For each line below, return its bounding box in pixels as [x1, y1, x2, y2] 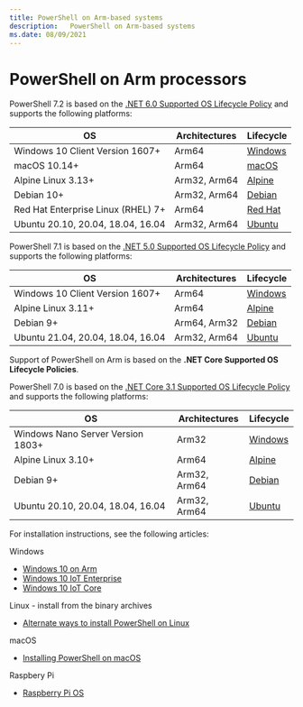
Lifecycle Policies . [9, 364, 79, 375]
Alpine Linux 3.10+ [14, 454, 95, 466]
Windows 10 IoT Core [22, 583, 102, 593]
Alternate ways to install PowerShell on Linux [22, 618, 190, 629]
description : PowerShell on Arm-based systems [9, 22, 196, 31]
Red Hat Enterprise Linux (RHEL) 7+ [14, 204, 166, 216]
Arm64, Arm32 [174, 317, 239, 329]
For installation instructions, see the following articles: [9, 528, 209, 539]
